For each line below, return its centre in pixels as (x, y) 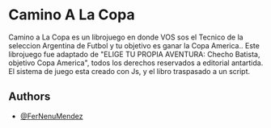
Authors (30, 97)
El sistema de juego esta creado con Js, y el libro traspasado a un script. (129, 71)
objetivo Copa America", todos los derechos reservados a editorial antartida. (136, 63)
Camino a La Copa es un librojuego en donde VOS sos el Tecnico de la (126, 37)
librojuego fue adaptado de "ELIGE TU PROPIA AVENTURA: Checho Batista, (134, 54)
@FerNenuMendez (51, 116)
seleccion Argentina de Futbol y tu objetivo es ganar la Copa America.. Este (134, 45)
